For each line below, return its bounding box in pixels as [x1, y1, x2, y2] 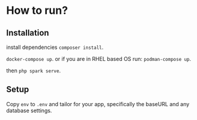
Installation [6, 28, 49, 38]
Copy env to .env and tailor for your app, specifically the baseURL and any [6, 100, 190, 107]
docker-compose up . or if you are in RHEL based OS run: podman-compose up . [6, 55, 192, 62]
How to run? [6, 4, 68, 17]
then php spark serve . [6, 67, 61, 74]
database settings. [6, 107, 52, 114]
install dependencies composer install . [6, 43, 104, 51]
